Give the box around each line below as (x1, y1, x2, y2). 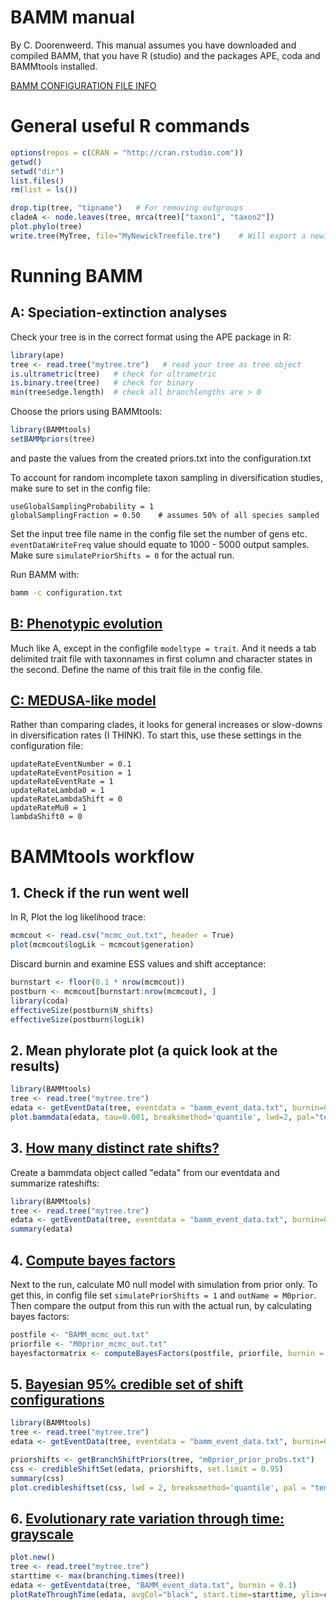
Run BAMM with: (10, 568, 80, 580)
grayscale (10, 1526, 74, 1543)
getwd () (10, 157, 43, 167)
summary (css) (10, 1473, 65, 1483)
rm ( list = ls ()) (10, 185, 78, 195)
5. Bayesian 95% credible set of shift (10, 1376, 244, 1393)
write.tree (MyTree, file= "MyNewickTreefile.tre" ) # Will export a (10, 231, 307, 241)
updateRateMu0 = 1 (10, 803, 87, 813)
